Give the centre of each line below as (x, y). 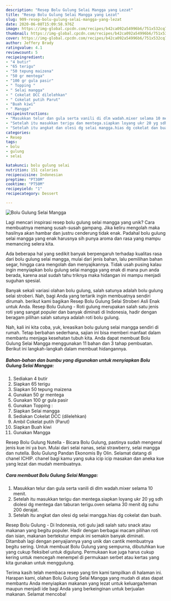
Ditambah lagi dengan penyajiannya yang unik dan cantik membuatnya (80, 541)
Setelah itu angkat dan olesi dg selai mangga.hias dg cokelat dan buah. (87, 515)
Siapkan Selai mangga (36, 411)
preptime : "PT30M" (25, 180)
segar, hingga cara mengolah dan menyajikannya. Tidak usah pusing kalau (84, 264)
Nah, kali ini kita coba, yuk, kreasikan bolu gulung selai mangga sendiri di (82, 327)
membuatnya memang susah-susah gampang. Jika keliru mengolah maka (83, 227)
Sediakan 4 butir (30, 378)
